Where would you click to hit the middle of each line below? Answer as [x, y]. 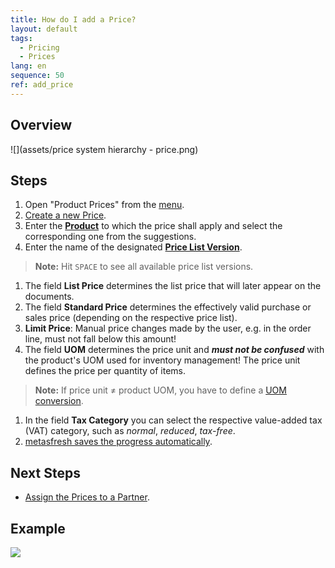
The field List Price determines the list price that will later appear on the [173, 286]
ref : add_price [42, 85]
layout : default [44, 29]
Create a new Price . [65, 215]
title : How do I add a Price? [73, 19]
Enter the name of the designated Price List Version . [133, 247]
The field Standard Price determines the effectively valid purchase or [168, 307]
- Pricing [39, 47]
